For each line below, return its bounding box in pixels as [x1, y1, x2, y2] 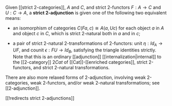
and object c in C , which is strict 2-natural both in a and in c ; [12, 31, 141, 36]
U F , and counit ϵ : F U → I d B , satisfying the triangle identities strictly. [12, 47, 157, 54]
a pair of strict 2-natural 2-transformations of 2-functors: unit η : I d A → [12, 40, 163, 47]
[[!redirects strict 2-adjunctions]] [5, 95, 75, 101]
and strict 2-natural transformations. [33, 64, 110, 70]
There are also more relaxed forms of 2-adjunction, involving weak [5, 74, 146, 81]
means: [5, 15, 21, 21]
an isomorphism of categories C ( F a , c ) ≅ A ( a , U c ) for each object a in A [12, 25, 164, 31]
